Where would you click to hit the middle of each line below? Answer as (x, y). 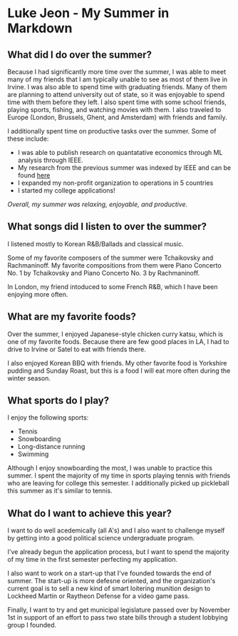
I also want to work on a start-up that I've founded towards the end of (109, 573)
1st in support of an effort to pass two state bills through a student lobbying (118, 617)
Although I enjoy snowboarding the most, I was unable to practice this (110, 468)
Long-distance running (51, 447)
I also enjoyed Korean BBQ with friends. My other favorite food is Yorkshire (117, 363)
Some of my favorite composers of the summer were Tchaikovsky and (110, 258)
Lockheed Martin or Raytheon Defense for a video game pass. (99, 596)
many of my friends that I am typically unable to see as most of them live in (118, 79)
